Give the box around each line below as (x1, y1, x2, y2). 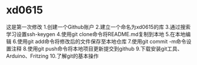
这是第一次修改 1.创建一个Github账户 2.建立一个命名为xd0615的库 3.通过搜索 (6, 23, 191, 30)
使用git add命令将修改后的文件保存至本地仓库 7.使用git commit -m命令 (17, 38, 186, 45)
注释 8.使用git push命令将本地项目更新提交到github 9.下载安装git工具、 (11, 45, 183, 52)
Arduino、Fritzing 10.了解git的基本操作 (6, 52, 99, 59)
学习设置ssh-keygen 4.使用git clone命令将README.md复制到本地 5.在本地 (6, 30, 186, 38)
